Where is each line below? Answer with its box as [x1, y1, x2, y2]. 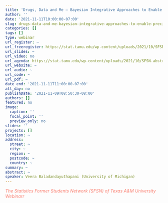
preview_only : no [9, 118, 46, 124]
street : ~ [9, 142, 30, 147]
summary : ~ [5, 165, 28, 170]
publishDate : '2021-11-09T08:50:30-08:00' [5, 91, 95, 96]
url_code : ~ [5, 72, 30, 77]
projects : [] [5, 128, 32, 133]
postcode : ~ [9, 156, 35, 161]
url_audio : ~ [5, 68, 32, 73]
